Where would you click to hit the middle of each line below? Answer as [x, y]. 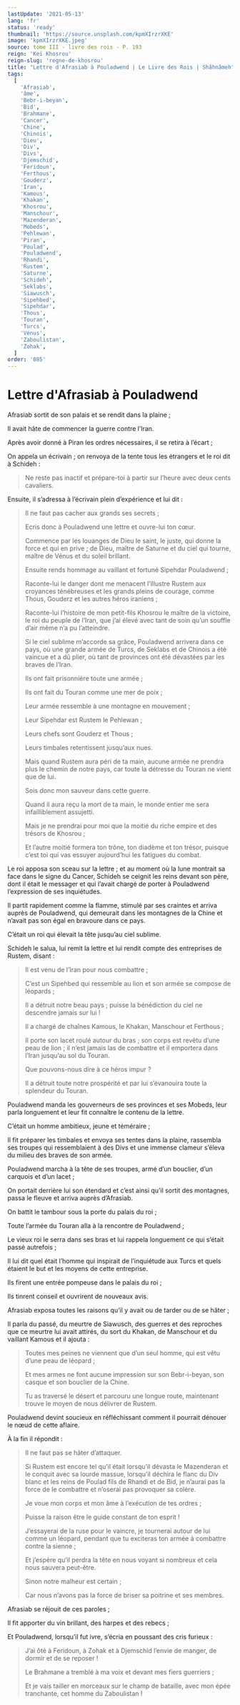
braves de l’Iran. [49, 665]
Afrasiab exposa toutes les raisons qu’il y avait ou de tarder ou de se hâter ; [119, 1310]
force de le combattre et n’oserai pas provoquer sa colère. [110, 1489]
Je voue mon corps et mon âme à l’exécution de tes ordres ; [113, 1503]
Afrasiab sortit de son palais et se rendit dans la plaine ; [89, 415]
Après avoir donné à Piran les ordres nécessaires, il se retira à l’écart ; [110, 443]
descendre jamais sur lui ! [63, 1013]
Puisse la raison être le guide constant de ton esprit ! [102, 1517]
